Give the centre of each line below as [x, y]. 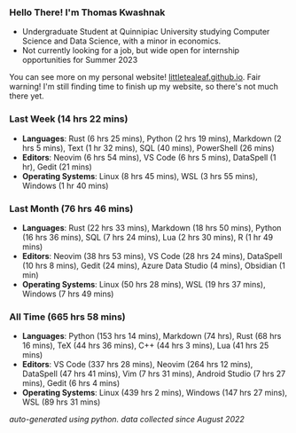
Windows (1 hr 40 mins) [65, 185]
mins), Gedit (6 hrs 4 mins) [71, 383]
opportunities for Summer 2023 [80, 60]
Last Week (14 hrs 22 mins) [69, 119]
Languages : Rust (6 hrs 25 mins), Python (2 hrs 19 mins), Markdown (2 [152, 138]
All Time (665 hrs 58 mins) [67, 317]
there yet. [27, 96]
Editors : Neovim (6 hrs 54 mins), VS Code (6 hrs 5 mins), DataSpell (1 [149, 157]
